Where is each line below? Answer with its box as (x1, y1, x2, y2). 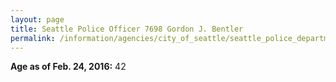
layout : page (10, 14, 65, 25)
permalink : (10, 33, 56, 43)
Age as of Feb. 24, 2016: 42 (10, 61, 127, 73)
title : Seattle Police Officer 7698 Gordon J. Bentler (10, 24, 244, 34)
